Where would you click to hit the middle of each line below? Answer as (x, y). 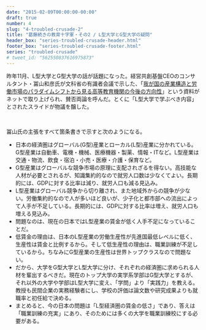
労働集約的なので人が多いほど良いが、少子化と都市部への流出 (104, 198)
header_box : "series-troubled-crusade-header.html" (74, 40)
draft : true (21, 18)
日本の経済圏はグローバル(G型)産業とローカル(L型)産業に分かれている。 (106, 144)
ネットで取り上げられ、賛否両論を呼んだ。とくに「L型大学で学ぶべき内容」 (102, 99)
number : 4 (19, 23)
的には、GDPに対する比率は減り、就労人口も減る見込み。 (88, 183)
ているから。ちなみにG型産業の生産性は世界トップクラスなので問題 (100, 251)
